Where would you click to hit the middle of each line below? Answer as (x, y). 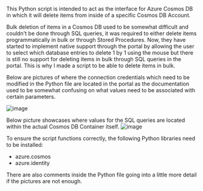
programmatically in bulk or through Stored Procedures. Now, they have (96, 40)
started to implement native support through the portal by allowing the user (100, 46)
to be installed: (25, 145)
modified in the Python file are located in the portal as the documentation (98, 84)
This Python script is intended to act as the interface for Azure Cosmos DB (100, 9)
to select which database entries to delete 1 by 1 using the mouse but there (100, 53)
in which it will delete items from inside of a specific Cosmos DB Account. (98, 15)
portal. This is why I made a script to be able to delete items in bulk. (91, 65)
